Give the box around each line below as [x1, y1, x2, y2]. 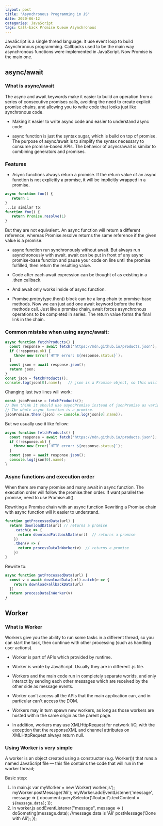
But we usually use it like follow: [5, 421, 69, 426]
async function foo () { [5, 191, 53, 197]
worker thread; [5, 766, 35, 772]
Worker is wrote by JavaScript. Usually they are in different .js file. [12, 663, 145, 669]
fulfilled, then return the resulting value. [12, 263, 91, 269]
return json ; [9, 367, 36, 371]
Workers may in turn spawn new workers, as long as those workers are [12, 707, 154, 713]
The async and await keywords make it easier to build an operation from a [5, 93, 153, 100]
